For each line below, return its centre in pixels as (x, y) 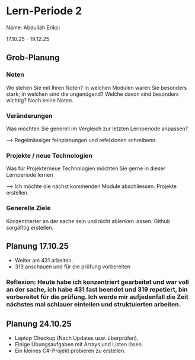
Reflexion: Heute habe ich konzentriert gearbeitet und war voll (97, 282)
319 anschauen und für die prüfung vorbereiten (72, 267)
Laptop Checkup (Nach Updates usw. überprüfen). (76, 338)
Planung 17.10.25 (38, 246)
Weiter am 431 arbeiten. (44, 261)
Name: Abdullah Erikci (33, 27)
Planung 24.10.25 (39, 323)
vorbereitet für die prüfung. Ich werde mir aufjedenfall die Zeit (97, 297)
